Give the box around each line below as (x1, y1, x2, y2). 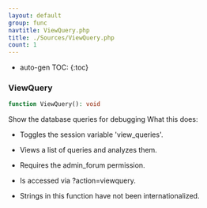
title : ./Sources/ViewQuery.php (8, 33, 115, 42)
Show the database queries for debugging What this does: (8, 115, 198, 124)
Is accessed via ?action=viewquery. (19, 176, 136, 186)
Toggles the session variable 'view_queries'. (19, 130, 164, 139)
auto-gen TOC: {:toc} (19, 62, 89, 72)
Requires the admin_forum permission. (19, 161, 145, 170)
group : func (8, 19, 47, 27)
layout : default (8, 11, 62, 20)
